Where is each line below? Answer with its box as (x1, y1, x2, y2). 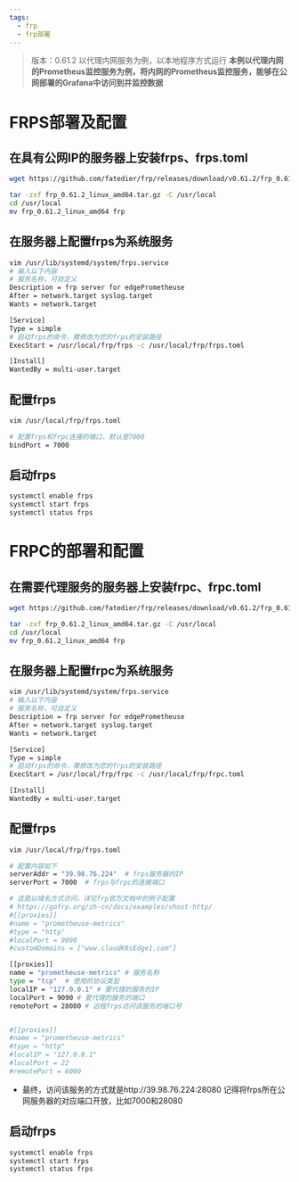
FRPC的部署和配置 (9, 541, 144, 562)
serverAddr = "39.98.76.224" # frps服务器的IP (9, 870, 184, 879)
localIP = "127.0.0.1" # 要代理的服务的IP (9, 985, 160, 994)
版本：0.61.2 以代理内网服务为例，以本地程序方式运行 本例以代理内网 (30, 55, 284, 66)
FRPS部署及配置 (9, 112, 127, 132)
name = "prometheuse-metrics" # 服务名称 (9, 969, 160, 978)
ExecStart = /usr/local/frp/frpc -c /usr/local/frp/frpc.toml (9, 770, 245, 779)
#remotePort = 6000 (9, 1067, 82, 1076)
